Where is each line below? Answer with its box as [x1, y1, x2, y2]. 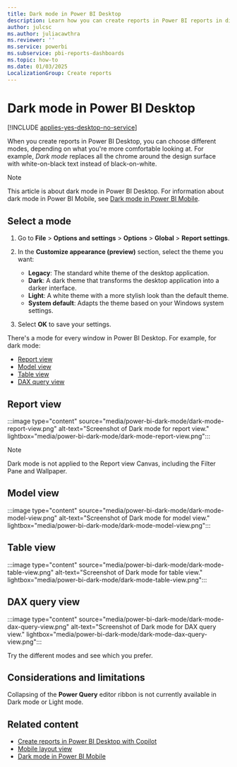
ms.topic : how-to [7, 57, 59, 64]
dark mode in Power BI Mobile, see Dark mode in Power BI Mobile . [7, 195, 200, 203]
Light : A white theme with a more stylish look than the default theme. [28, 292, 229, 300]
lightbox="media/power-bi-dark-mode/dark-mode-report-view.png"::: [7, 432, 210, 441]
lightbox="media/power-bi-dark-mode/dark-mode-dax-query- [25, 630, 208, 638]
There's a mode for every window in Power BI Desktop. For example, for [7, 334, 217, 342]
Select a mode [7, 215, 72, 227]
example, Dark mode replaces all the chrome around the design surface [7, 152, 217, 161]
